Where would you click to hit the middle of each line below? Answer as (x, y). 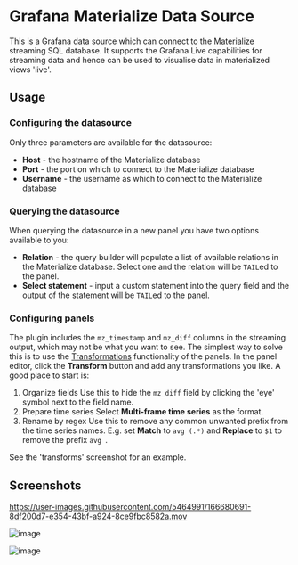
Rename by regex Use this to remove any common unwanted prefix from (155, 422)
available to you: (39, 240)
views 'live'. (30, 70)
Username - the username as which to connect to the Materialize (142, 178)
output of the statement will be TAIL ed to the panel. (116, 295)
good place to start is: (49, 375)
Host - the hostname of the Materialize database (111, 160)
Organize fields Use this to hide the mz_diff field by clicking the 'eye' (148, 393)
